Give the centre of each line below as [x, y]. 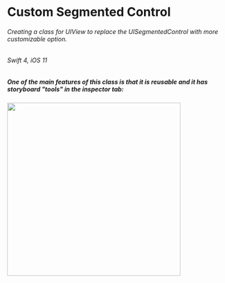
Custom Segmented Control [89, 12]
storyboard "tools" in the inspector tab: [65, 89]
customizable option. [37, 39]
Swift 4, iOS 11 [27, 60]
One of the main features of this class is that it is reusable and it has [107, 82]
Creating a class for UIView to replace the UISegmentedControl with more [113, 31]
